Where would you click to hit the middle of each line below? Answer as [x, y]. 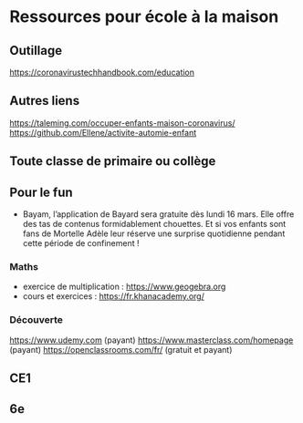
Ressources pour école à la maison [144, 17]
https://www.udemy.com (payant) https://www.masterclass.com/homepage [151, 340]
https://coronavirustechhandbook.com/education [102, 72]
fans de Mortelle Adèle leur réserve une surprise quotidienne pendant [154, 233]
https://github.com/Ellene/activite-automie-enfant [103, 132]
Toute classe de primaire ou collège [113, 161]
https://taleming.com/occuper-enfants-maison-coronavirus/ [122, 123]
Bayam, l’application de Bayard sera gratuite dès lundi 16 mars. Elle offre [158, 214]
